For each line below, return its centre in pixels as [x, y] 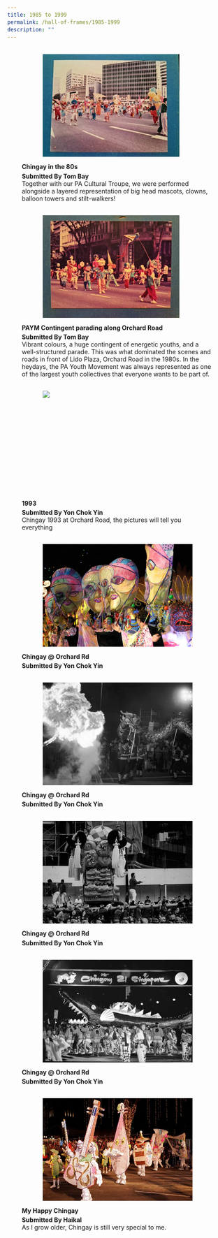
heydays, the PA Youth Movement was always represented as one [117, 366]
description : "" [31, 29]
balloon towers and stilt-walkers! [69, 198]
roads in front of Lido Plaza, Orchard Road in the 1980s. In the [110, 359]
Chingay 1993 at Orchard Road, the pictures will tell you [102, 520]
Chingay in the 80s [50, 167]
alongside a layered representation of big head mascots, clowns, [115, 191]
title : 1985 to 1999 [37, 15]
